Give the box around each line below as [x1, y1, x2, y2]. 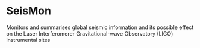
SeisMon [6, 4, 51, 18]
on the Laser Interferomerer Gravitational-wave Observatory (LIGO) [6, 30, 173, 37]
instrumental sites [6, 36, 51, 43]
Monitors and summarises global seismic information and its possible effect [6, 24, 194, 31]
